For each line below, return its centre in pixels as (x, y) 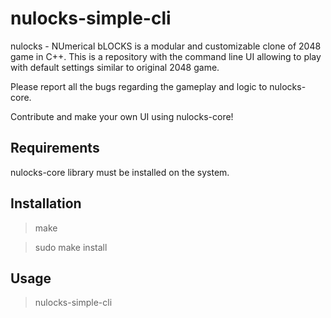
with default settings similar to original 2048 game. (115, 67)
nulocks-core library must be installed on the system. (120, 172)
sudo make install (71, 247)
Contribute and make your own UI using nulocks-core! (122, 116)
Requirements (55, 148)
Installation (46, 203)
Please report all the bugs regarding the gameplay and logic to (139, 86)
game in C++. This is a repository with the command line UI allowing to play (166, 56)
